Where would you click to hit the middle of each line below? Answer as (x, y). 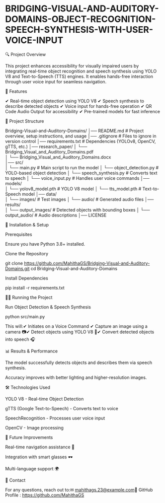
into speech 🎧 (20, 339)
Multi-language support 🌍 (32, 468)
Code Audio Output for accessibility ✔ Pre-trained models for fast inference (83, 111)
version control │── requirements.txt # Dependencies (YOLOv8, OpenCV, (81, 141)
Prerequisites (19, 234)
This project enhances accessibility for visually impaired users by (72, 66)
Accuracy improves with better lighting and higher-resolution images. (76, 377)
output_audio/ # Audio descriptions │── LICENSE (56, 215)
